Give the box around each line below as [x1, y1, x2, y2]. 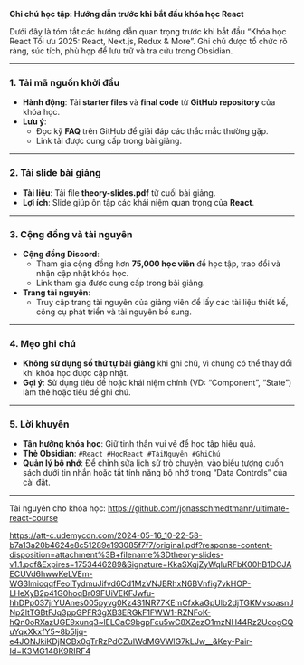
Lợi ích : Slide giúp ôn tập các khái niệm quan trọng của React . [22, 197, 255, 207]
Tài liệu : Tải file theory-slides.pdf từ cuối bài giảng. [22, 187, 216, 198]
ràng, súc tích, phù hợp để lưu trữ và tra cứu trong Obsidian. [9, 45, 233, 56]
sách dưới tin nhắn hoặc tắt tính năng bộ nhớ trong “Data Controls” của [22, 467, 288, 478]
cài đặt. [22, 477, 52, 488]
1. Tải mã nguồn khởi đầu [9, 76, 120, 89]
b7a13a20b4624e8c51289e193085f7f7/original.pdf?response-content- [9, 540, 273, 551]
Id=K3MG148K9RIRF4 [9, 646, 91, 657]
